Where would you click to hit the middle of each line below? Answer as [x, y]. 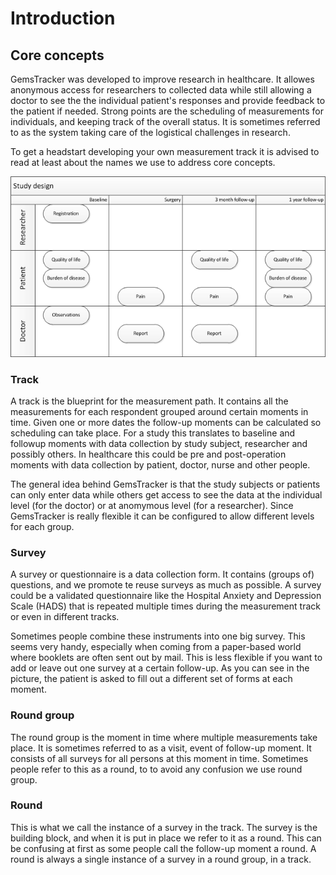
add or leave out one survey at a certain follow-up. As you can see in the [160, 668]
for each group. [42, 526]
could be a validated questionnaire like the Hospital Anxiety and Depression [166, 596]
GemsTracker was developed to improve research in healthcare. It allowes [162, 79]
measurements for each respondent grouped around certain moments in [159, 411]
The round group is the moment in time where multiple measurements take [164, 737]
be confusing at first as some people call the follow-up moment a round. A [163, 848]
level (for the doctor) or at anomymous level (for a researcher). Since [152, 505]
